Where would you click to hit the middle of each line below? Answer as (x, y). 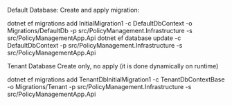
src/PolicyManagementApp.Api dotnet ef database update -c (94, 38)
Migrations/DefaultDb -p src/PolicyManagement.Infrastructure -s (100, 31)
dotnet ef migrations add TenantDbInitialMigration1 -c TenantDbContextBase (116, 79)
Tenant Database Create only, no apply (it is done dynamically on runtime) (113, 66)
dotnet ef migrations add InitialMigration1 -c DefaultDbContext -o (100, 23)
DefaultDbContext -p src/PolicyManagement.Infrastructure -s (95, 45)
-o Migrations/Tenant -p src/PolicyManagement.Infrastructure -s (99, 87)
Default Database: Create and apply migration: (73, 10)
